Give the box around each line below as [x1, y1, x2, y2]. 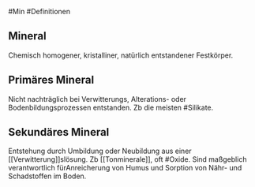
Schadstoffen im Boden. [8, 171, 87, 181]
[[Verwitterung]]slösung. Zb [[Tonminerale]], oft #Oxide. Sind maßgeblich [8, 155, 247, 164]
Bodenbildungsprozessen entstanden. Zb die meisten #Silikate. [8, 103, 214, 112]
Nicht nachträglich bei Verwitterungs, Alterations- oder [8, 94, 187, 103]
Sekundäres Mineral [8, 125, 110, 139]
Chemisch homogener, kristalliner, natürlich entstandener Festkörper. [8, 50, 234, 60]
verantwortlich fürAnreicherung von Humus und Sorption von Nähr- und [8, 163, 242, 173]
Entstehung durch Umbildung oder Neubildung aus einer [8, 146, 192, 156]
